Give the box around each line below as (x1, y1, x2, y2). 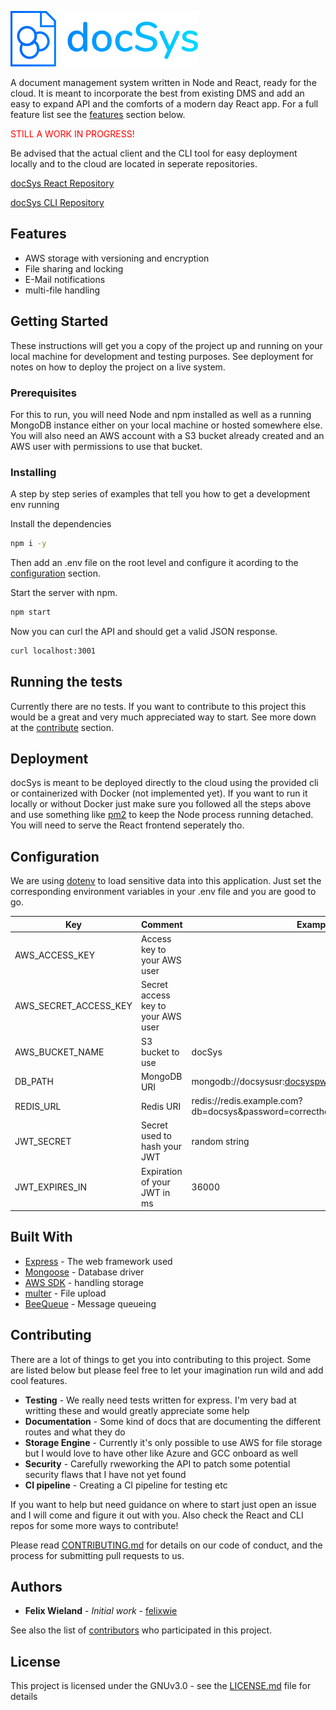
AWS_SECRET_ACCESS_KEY (14, 1000, 133, 1012)
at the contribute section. (10, 721, 115, 733)
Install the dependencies (10, 518, 112, 530)
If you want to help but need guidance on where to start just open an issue (10, 1498, 317, 1510)
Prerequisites (10, 386, 77, 400)
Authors (10, 1579, 63, 1596)
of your (140, 1176, 171, 1188)
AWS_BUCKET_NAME (14, 1046, 105, 1058)
